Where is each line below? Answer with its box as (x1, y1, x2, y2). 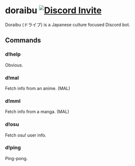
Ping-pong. (5, 155, 28, 161)
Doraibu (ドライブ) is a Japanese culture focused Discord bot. (5, 22, 131, 27)
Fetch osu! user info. (5, 132, 46, 138)
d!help (5, 51, 21, 58)
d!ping (5, 144, 21, 151)
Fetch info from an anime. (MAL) (5, 85, 70, 91)
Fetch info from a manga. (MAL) (5, 109, 69, 115)
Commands (5, 36, 42, 45)
